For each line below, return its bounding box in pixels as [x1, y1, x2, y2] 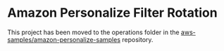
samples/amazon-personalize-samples [7, 35, 121, 43]
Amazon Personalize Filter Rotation [7, 5, 218, 21]
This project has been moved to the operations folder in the [7, 28, 180, 36]
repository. [122, 35, 154, 43]
